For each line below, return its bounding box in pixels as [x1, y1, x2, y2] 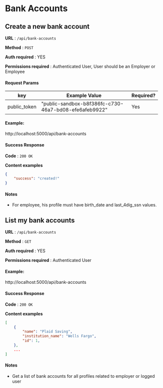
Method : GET [5, 239, 32, 244]
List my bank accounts [5, 216, 75, 224]
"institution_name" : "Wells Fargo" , [22, 334, 97, 339]
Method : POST [5, 45, 34, 50]
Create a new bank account [5, 22, 90, 31]
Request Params [5, 80, 39, 86]
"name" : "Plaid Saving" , [22, 329, 73, 334]
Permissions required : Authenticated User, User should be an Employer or [5, 64, 156, 69]
